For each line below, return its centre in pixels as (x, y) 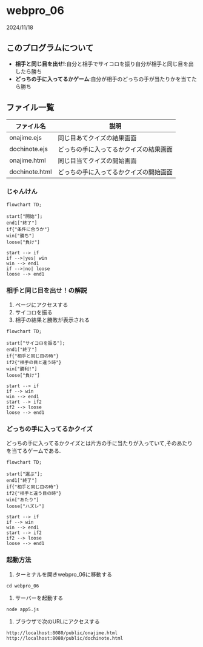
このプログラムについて (50, 48)
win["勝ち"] (20, 235)
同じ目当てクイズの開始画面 (97, 160)
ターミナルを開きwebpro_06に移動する (64, 574)
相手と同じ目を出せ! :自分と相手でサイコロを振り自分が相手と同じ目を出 (104, 64)
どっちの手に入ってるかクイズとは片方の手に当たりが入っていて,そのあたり (99, 443)
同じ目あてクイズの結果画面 (97, 138)
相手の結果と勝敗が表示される (52, 320)
